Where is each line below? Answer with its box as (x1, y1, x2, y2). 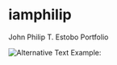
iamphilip (8, 6, 72, 24)
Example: (70, 47, 102, 57)
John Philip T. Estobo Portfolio (8, 32, 109, 42)
